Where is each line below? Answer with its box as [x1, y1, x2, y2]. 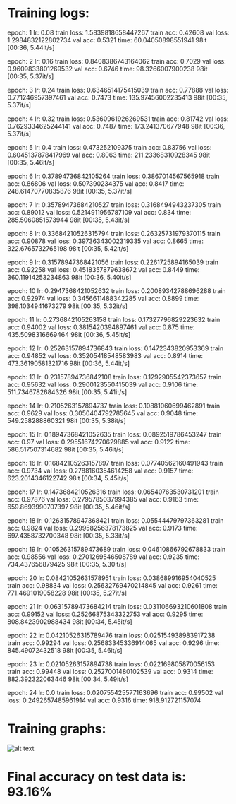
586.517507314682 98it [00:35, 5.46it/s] [7, 445, 125, 454]
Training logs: [7, 5, 90, 21]
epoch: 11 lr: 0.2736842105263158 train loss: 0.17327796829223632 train [7, 315, 221, 324]
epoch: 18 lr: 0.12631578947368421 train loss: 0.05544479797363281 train [7, 516, 224, 524]
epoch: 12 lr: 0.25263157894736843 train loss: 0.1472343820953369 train [7, 344, 224, 353]
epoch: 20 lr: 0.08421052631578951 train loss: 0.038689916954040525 [7, 574, 216, 582]
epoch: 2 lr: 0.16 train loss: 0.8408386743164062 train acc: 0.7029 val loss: [7, 57, 227, 65]
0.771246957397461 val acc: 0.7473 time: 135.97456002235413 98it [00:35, [7, 93, 228, 102]
